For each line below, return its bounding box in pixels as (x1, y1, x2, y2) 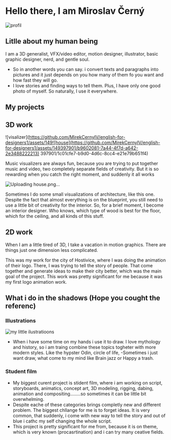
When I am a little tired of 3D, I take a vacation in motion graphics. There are (5, 242, 166, 248)
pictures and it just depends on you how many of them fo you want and (12, 71, 164, 78)
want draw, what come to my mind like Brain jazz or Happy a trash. (12, 355, 154, 361)
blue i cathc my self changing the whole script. (12, 418, 112, 424)
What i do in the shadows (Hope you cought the (5, 294, 160, 303)
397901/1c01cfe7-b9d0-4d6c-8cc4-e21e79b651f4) (40, 150, 148, 156)
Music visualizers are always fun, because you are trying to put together (5, 160, 158, 167)
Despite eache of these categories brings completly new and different (12, 401, 161, 408)
